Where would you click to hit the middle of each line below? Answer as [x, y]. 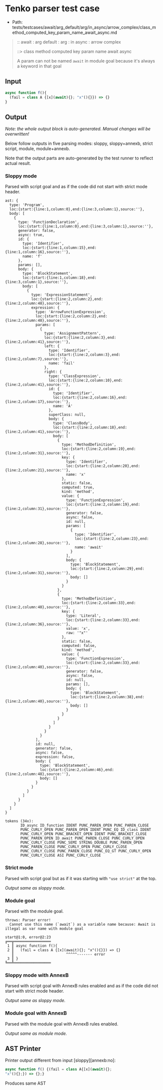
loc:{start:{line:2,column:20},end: [103, 466]
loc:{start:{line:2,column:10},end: [86, 380]
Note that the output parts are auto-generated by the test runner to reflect [79, 158]
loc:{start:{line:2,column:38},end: [108, 697]
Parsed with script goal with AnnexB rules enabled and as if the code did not [82, 986]
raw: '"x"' [77, 633]
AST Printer [23, 1049]
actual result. [18, 163]
